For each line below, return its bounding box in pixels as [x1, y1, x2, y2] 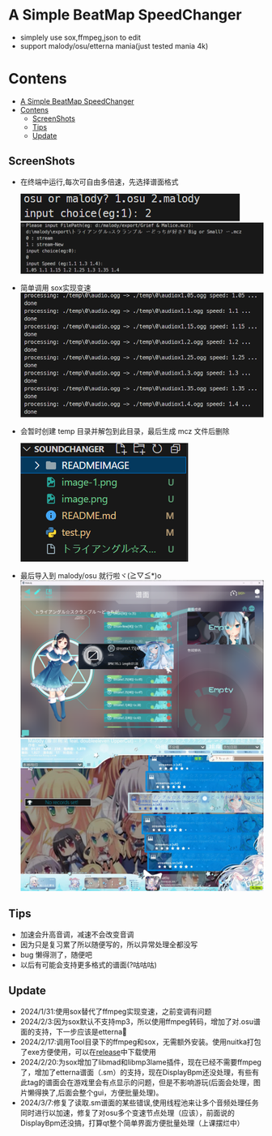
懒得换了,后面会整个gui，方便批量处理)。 [27, 1087, 164, 1097]
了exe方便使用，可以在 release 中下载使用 [19, 1047, 156, 1057]
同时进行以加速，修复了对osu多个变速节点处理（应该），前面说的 [19, 1108, 235, 1117]
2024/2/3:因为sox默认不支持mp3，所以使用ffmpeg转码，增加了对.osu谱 [19, 1016, 261, 1027]
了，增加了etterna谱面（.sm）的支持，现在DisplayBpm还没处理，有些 [19, 1067, 253, 1077]
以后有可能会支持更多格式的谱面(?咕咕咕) [19, 959, 158, 970]
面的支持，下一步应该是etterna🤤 [19, 1027, 127, 1036]
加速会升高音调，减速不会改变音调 [19, 929, 134, 939]
